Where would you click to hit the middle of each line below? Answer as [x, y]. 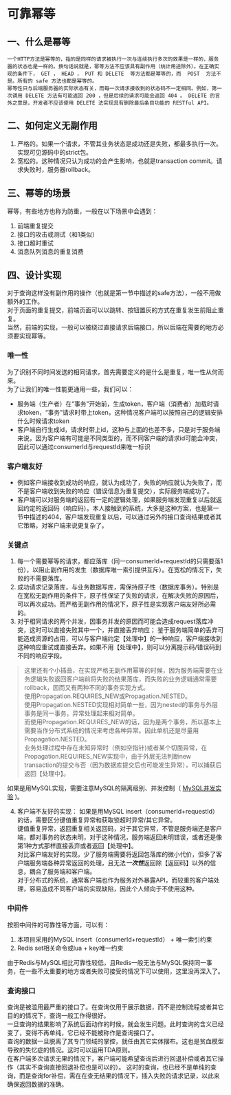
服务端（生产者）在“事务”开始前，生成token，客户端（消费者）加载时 [115, 404]
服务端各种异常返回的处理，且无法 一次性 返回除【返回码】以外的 [120, 863]
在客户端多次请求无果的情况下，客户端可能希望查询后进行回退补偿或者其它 [112, 1058]
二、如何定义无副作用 [52, 126]
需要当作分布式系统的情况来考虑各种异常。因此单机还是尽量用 [111, 730]
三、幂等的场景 [39, 193]
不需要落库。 [47, 578]
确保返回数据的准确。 [37, 1084]
